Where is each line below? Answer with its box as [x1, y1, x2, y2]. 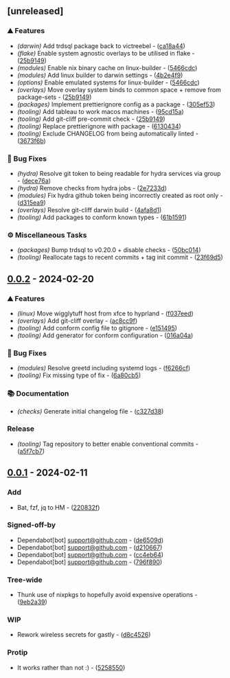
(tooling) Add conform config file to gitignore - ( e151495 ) [16, 324, 177, 332]
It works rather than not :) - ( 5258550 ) [16, 663, 126, 672]
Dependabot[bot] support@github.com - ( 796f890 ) [16, 558, 163, 566]
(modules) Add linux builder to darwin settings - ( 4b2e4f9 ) [16, 71, 183, 79]
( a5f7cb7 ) [16, 447, 45, 455]
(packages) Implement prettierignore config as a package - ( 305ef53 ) [16, 100, 216, 109]
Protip [7, 648, 28, 657]
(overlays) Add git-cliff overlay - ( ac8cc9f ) [16, 316, 138, 325]
